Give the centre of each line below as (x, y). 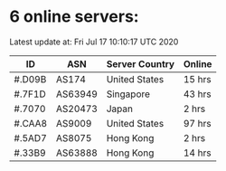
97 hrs (197, 123)
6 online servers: (74, 17)
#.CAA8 (31, 123)
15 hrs (197, 79)
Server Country (140, 63)
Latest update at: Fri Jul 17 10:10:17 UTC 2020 (94, 42)
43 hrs (197, 94)
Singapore (128, 94)
